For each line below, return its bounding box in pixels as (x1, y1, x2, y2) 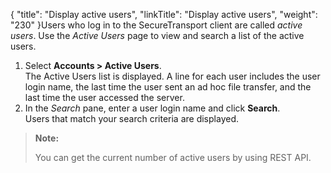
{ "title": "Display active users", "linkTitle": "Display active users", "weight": (10, 9, 318, 20)
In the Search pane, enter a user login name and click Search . (24, 102, 281, 114)
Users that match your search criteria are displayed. (24, 113, 239, 124)
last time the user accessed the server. (24, 92, 185, 103)
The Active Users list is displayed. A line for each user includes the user (24, 70, 321, 82)
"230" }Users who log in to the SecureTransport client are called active (10, 19, 303, 31)
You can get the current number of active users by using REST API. (34, 152, 312, 163)
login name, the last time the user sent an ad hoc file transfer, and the (24, 81, 312, 93)
